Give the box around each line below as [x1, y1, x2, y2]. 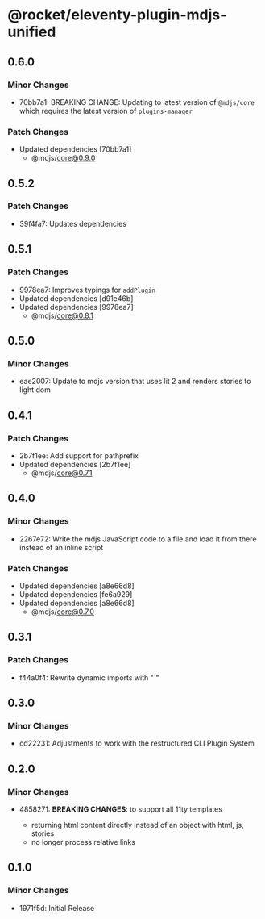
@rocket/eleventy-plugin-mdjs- [7, 6, 227, 24]
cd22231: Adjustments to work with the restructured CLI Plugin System [19, 738, 255, 748]
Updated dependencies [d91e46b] [19, 293, 134, 303]
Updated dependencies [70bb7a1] [19, 144, 132, 154]
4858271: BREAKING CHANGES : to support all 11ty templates [19, 804, 223, 814]
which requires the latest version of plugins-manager [19, 106, 193, 115]
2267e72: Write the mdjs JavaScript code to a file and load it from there [19, 534, 257, 544]
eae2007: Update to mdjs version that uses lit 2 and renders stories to [19, 377, 251, 386]
